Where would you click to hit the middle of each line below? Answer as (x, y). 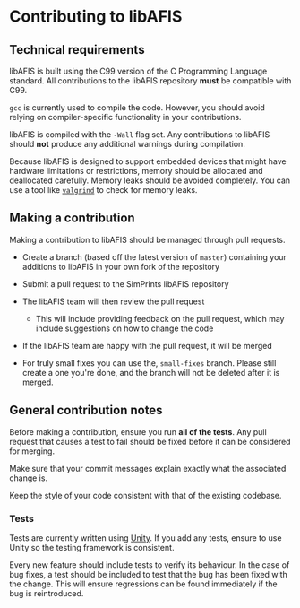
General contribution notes (86, 410)
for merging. (32, 451)
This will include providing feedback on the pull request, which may (160, 318)
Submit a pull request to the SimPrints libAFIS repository (126, 283)
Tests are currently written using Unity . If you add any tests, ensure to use (146, 538)
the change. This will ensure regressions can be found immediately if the (143, 584)
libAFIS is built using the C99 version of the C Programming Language (138, 71)
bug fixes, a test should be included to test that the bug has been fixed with (149, 574)
